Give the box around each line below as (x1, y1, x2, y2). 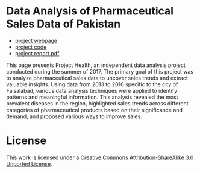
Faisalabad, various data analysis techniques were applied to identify (6, 87, 178, 94)
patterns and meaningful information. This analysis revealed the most (6, 93, 179, 101)
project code (14, 43, 47, 51)
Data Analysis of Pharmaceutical (6, 4, 173, 18)
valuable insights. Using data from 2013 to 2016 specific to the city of (6, 80, 178, 88)
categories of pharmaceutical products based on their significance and (6, 106, 183, 113)
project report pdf (14, 49, 60, 57)
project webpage (14, 37, 58, 44)
